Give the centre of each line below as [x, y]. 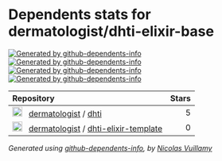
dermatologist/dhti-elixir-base [111, 31]
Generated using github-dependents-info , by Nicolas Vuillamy [110, 148]
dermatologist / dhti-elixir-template [95, 128]
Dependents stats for [80, 15]
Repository [33, 98]
